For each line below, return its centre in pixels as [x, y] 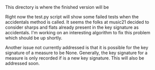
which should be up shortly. [34, 38]
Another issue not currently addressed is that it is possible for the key [77, 47]
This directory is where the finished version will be [57, 7]
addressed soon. [22, 63]
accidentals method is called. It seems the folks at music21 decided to [77, 22]
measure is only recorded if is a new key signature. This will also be [75, 58]
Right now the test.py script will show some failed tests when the [72, 17]
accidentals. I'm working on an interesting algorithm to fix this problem [78, 33]
